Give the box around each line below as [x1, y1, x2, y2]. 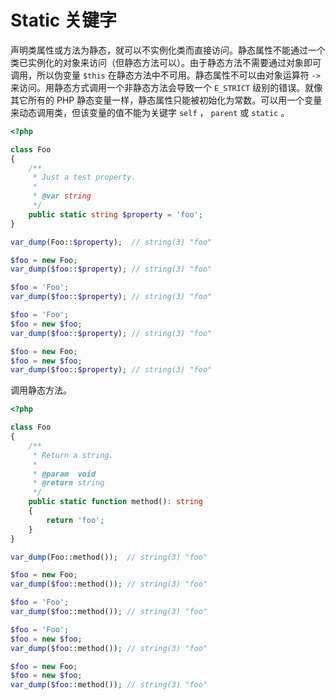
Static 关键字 [10, 9, 117, 32]
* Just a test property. [32, 172, 137, 183]
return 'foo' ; [46, 515, 105, 525]
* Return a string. [32, 450, 114, 460]
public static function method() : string [28, 497, 203, 507]
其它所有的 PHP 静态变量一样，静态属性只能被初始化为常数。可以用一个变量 [10, 94, 323, 106]
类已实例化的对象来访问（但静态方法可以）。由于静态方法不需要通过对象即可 [10, 56, 322, 68]
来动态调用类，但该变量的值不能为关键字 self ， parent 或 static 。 [10, 106, 290, 118]
